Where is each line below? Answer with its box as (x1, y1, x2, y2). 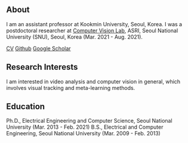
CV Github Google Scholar (6, 45, 71, 52)
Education (6, 101, 45, 112)
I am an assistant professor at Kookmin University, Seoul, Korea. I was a (6, 20, 183, 27)
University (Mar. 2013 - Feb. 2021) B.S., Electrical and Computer (6, 123, 164, 130)
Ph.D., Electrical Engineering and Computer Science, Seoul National (6, 117, 172, 125)
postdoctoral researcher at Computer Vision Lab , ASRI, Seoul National (6, 27, 178, 34)
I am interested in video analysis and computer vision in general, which (6, 77, 181, 85)
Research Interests (6, 62, 78, 72)
